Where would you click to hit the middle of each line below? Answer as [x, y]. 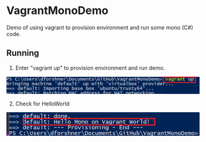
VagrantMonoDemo [57, 11]
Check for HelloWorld [42, 104]
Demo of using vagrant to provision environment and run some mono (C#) [100, 27]
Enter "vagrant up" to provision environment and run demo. [90, 68]
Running [23, 53]
